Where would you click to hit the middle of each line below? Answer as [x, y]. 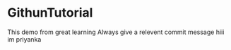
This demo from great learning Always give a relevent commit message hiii [116, 32]
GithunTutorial [50, 13]
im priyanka [24, 39]
